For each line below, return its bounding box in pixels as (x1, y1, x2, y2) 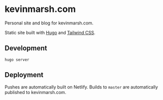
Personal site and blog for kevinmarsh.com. (4, 20, 94, 26)
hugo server (4, 57, 29, 62)
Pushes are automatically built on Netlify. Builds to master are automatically (4, 84, 159, 90)
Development (4, 44, 48, 53)
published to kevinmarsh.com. (4, 89, 67, 95)
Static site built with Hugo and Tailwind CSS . (4, 29, 95, 35)
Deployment (4, 71, 44, 79)
